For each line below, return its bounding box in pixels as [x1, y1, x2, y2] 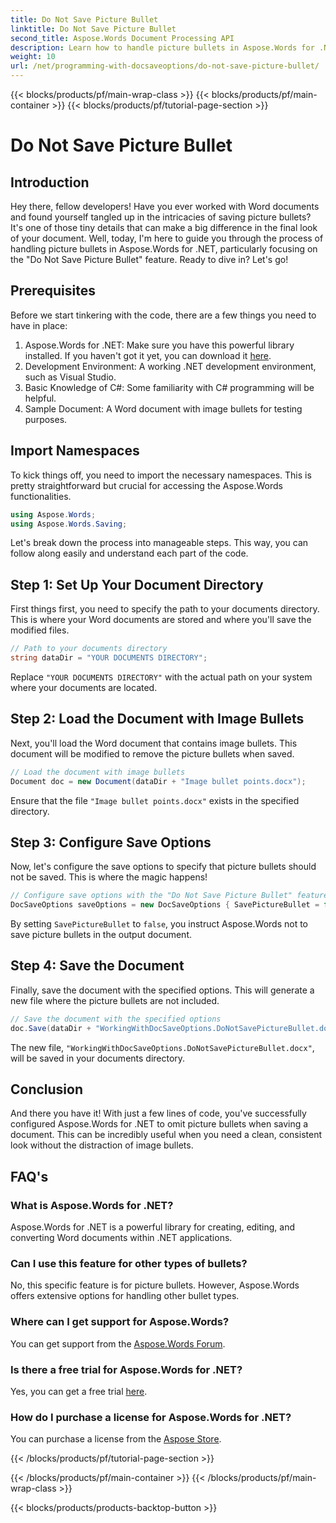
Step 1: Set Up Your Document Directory [10, 576, 264, 593]
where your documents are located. [10, 681, 158, 693]
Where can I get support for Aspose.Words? [10, 1315, 230, 1329]
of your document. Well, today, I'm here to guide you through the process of [10, 232, 324, 244]
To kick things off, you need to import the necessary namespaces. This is [10, 469, 312, 481]
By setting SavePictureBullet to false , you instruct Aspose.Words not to [10, 918, 309, 930]
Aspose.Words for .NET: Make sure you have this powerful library [24, 339, 295, 351]
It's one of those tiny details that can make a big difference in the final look [10, 222, 318, 233]
